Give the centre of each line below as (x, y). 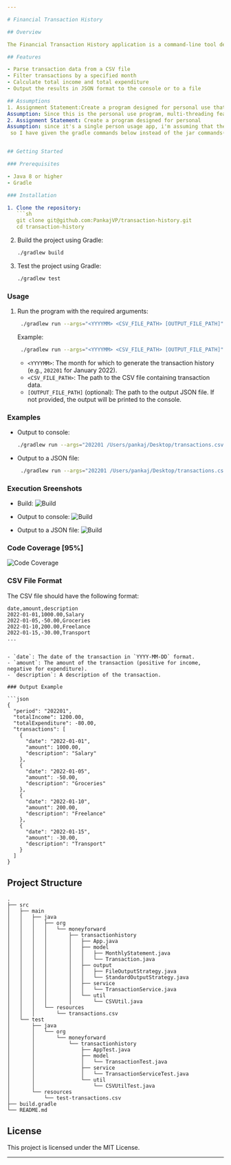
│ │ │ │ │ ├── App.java (63, 941)
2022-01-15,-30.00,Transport (49, 632)
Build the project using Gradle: (60, 240)
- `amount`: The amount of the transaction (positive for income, (104, 662)
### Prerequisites (33, 164)
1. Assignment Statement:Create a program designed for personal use (109, 108)
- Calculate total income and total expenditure (78, 82)
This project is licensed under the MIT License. (74, 1148)
